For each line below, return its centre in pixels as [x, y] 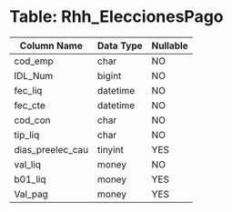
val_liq [28, 164]
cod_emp [34, 61]
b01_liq [30, 179]
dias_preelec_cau [51, 149]
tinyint [111, 149]
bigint [109, 76]
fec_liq [28, 90]
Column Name [51, 45]
